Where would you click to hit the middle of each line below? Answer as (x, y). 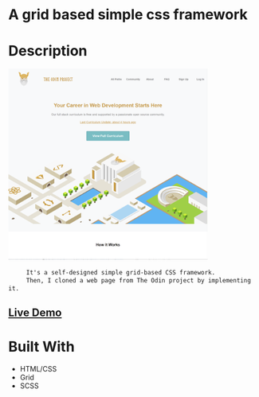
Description (48, 51)
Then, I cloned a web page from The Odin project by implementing (138, 280)
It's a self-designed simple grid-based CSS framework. (121, 272)
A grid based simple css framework (128, 15)
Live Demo (35, 313)
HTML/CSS (38, 369)
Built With (41, 347)
